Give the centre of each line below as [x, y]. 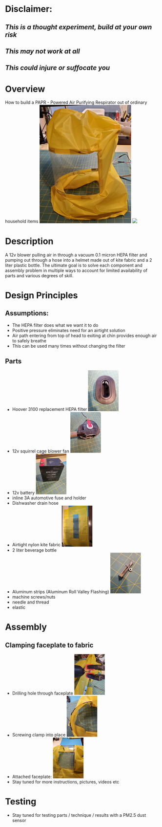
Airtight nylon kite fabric [36, 545]
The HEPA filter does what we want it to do [55, 325]
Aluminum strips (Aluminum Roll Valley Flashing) [61, 592]
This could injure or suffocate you [58, 68]
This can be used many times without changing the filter [69, 346]
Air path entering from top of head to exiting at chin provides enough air [84, 335]
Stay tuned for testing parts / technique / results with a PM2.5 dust [79, 815]
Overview [25, 89]
